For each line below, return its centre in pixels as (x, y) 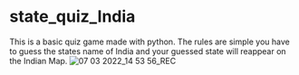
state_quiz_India (72, 17)
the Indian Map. (39, 61)
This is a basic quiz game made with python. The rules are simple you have (149, 42)
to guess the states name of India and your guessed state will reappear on (148, 51)
